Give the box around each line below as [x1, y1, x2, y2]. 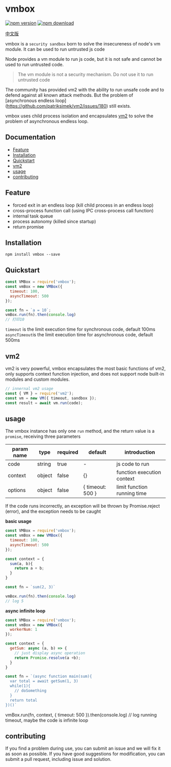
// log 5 [5, 598, 24, 604]
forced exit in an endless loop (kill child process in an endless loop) [12, 202, 154, 208]
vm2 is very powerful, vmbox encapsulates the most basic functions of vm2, [5, 365, 166, 372]
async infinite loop [5, 608, 46, 614]
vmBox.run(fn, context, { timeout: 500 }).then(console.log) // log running [5, 711, 157, 717]
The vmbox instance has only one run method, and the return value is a [5, 428, 155, 434]
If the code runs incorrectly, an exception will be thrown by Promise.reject [5, 503, 160, 509]
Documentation [5, 133, 56, 142]
